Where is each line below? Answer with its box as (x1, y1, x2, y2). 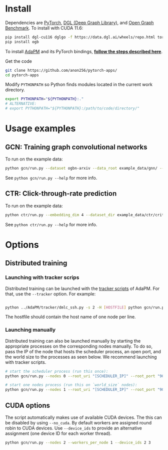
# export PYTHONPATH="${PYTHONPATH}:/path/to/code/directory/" (5, 106, 140, 111)
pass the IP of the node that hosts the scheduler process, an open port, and (5, 348, 161, 354)
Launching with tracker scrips (5, 274, 79, 281)
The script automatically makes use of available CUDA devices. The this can (5, 414, 162, 420)
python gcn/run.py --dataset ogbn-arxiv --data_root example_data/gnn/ (5, 166, 157, 171)
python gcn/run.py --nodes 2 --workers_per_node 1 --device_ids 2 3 (5, 440, 151, 445)
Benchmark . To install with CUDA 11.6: (5, 25, 83, 31)
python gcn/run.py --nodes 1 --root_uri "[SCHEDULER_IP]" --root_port (5, 387, 155, 392)
